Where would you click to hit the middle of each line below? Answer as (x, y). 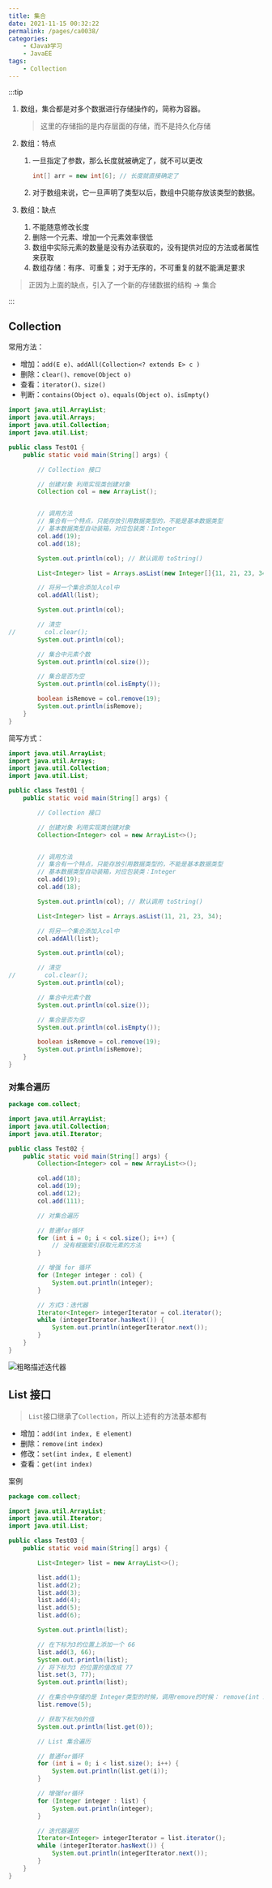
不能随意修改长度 (61, 227)
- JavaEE (38, 54)
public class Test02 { (47, 1149)
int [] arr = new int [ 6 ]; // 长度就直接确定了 (106, 175)
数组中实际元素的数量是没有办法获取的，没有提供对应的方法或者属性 (146, 247)
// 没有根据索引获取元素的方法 (96, 1246)
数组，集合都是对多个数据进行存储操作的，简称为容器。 (112, 108)
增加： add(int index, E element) (76, 1433)
